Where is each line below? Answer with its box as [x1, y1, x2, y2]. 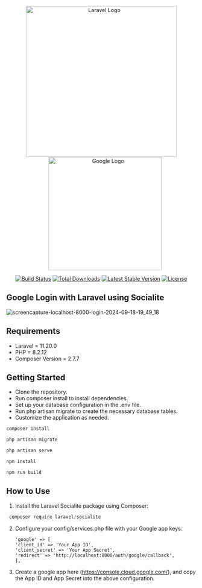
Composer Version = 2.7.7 [14, 355, 80, 362]
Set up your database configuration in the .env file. [14, 401, 142, 409]
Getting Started [6, 372, 66, 383]
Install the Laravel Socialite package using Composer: [14, 502, 149, 510]
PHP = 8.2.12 [14, 348, 47, 356]
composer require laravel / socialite [8, 514, 101, 520]
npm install [6, 459, 36, 465]
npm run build [6, 469, 42, 475]
